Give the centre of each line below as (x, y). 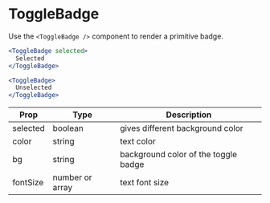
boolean (68, 128)
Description (189, 115)
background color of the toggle (178, 155)
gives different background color (182, 128)
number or (72, 177)
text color (138, 141)
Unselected (34, 88)
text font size (145, 183)
